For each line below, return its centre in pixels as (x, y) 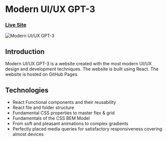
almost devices (28, 134)
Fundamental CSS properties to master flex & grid (63, 113)
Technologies (27, 90)
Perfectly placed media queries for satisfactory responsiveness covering (87, 129)
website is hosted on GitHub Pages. (42, 74)
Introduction (25, 51)
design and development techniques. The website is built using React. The (82, 69)
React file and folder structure (43, 108)
